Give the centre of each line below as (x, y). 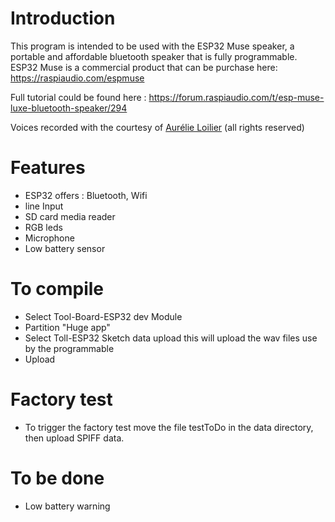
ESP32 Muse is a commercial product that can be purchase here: (144, 67)
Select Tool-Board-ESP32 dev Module (103, 316)
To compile (57, 289)
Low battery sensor (65, 248)
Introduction (63, 18)
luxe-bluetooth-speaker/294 (69, 108)
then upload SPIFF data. (74, 438)
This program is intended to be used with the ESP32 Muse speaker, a (152, 46)
